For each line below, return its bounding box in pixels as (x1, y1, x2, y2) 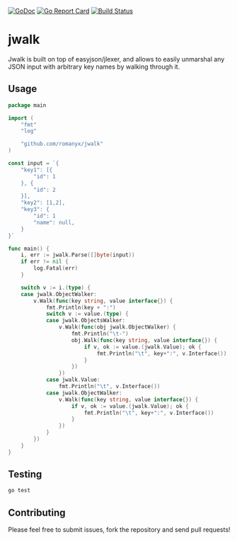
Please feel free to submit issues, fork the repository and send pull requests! (8, 525, 231, 534)
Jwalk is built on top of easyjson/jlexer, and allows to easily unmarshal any (8, 55, 225, 63)
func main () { (8, 245, 50, 252)
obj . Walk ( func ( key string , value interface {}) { (71, 336, 218, 343)
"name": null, (33, 219, 75, 226)
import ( (8, 114, 34, 122)
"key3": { (21, 206, 50, 213)
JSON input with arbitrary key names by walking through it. (8, 62, 180, 71)
